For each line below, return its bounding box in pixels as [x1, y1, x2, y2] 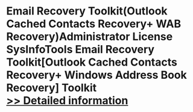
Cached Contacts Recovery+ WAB [6, 17, 182, 31]
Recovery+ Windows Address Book [6, 68, 187, 82]
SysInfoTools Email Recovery [6, 43, 155, 57]
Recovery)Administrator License [6, 30, 173, 43]
